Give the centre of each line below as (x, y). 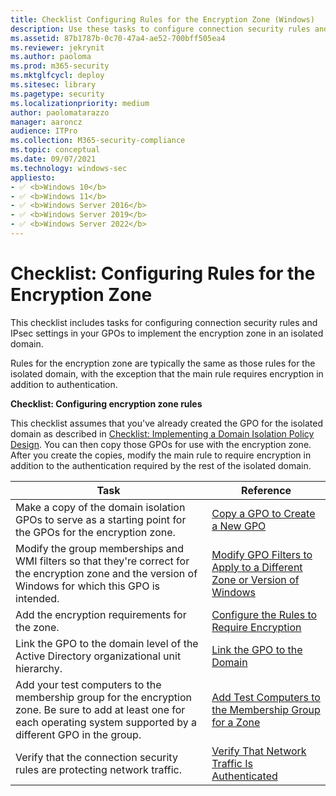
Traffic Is (232, 763)
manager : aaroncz (46, 122)
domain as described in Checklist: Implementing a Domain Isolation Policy (162, 433)
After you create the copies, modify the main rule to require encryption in (161, 455)
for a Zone (236, 722)
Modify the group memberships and (100, 548)
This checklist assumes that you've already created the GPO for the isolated (167, 423)
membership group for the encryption (103, 697)
